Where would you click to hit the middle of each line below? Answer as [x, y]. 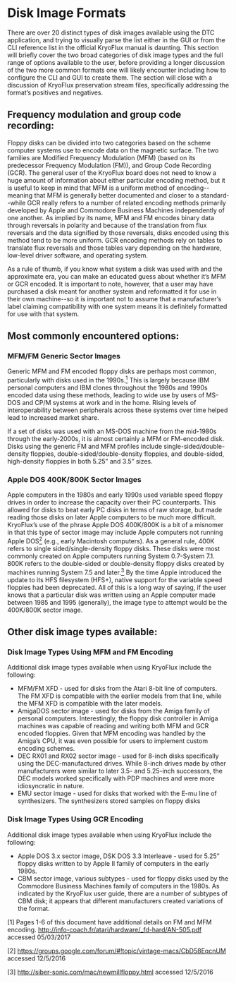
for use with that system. [43, 314]
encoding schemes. [46, 749]
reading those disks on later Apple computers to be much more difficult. [112, 517]
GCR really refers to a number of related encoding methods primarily [127, 203]
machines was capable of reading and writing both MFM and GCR [113, 726]
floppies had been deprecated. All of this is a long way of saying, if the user [117, 587]
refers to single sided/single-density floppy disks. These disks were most [114, 549]
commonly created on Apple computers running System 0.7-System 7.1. [111, 556]
